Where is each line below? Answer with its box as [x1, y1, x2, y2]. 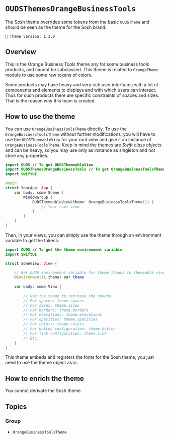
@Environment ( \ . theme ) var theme [14, 274, 84, 280]
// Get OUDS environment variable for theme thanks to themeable [14, 270, 154, 275]
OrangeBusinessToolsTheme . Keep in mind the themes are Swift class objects [5, 142, 162, 148]
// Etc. [23, 336, 39, 341]
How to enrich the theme [5, 374, 84, 382]
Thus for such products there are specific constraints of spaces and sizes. [5, 92, 159, 98]
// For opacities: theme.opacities [23, 317, 98, 322]
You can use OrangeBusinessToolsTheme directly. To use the [5, 126, 127, 132]
